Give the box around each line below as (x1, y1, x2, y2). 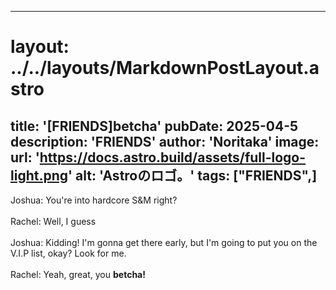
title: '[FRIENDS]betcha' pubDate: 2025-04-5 (10, 117, 299, 135)
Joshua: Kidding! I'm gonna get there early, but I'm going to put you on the (10, 237, 318, 248)
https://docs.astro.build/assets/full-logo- (39, 149, 307, 166)
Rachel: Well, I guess (10, 216, 97, 227)
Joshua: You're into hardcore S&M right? (10, 194, 178, 206)
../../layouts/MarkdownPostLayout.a (10, 57, 320, 80)
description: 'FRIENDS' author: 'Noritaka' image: (10, 133, 320, 150)
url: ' (10, 149, 40, 166)
